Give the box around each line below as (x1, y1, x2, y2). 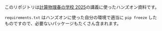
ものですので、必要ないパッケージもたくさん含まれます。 (4, 21, 121, 26)
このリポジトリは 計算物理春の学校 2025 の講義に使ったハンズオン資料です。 (4, 4, 160, 10)
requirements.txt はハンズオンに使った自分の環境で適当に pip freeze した (4, 15, 157, 20)
